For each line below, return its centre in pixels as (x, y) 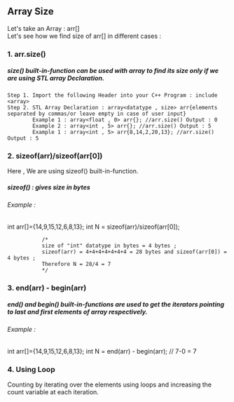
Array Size (30, 12)
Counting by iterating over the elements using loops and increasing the (110, 384)
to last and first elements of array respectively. (78, 312)
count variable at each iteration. (53, 392)
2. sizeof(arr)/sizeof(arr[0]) (55, 156)
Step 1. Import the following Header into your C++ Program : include (112, 95)
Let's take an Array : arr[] (43, 28)
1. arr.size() (27, 54)
